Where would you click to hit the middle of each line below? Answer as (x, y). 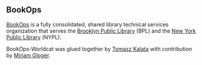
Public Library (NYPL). (34, 37)
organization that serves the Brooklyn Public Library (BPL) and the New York (101, 31)
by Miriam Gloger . (28, 55)
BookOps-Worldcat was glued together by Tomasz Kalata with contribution (99, 49)
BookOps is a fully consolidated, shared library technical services (87, 24)
